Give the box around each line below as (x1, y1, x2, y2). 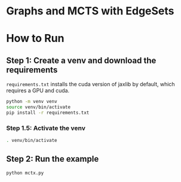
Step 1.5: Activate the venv (6, 124, 85, 132)
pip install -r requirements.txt (6, 110, 90, 116)
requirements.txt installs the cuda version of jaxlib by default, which (6, 81, 175, 88)
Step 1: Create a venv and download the (6, 55, 157, 65)
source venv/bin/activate (6, 104, 70, 110)
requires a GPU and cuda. (6, 87, 70, 94)
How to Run (6, 32, 65, 45)
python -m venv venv (6, 99, 58, 105)
